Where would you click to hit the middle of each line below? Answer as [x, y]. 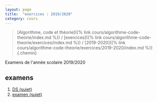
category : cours [21, 18]
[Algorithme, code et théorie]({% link [54, 33]
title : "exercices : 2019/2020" [39, 14]
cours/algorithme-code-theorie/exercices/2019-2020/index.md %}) [85, 48]
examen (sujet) [27, 95]
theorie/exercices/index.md [44, 43]
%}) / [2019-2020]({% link [99, 43]
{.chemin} [27, 53]
